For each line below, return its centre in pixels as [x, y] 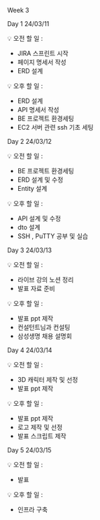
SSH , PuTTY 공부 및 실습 [53, 236]
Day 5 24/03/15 [29, 450]
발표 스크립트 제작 [42, 436]
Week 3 [18, 10]
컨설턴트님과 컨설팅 [44, 327]
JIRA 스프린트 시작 [43, 53]
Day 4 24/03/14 [30, 350]
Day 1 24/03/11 [28, 24]
